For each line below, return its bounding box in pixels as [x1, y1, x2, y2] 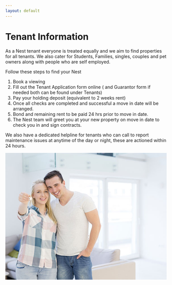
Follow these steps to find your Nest [5, 68, 82, 75]
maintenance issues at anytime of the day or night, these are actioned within [5, 137, 166, 143]
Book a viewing [12, 78, 46, 84]
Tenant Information [5, 31, 89, 42]
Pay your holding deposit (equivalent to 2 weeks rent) [12, 94, 126, 101]
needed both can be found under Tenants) [12, 89, 102, 96]
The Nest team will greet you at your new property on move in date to [12, 116, 160, 123]
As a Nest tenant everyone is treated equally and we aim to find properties [5, 47, 162, 54]
